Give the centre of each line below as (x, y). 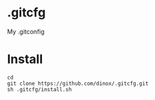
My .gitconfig (26, 32)
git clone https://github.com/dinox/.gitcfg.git (78, 84)
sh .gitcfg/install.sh (39, 89)
